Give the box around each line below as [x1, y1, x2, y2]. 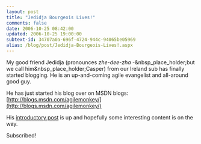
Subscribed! [6, 131, 37, 139]
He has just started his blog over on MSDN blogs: [6, 89, 129, 97]
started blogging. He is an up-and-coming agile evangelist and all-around [6, 71, 188, 79]
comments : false [6, 20, 47, 26]
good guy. [6, 77, 32, 85]
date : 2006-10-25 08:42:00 [6, 25, 74, 32]
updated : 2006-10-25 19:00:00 [6, 31, 82, 37]
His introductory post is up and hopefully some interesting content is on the [6, 113, 194, 121]
